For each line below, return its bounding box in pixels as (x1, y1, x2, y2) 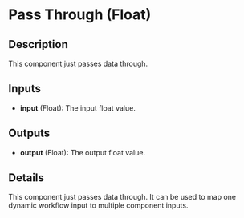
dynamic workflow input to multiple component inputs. (8, 200, 189, 210)
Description (8, 38, 68, 51)
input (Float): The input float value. (19, 103, 136, 113)
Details (8, 171, 44, 185)
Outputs (8, 127, 51, 140)
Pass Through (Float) (8, 6, 152, 24)
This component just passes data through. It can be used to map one (8, 192, 237, 202)
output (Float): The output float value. (19, 147, 146, 157)
